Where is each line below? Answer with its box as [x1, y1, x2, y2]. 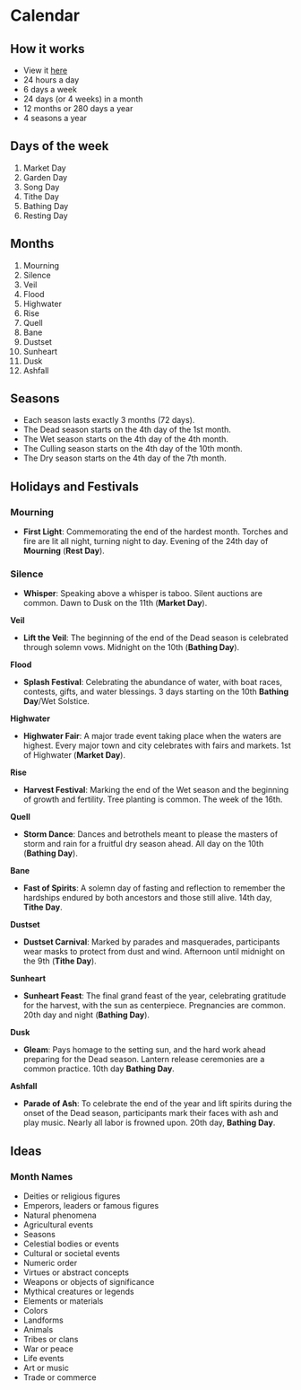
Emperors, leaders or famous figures [22, 1201, 159, 1211]
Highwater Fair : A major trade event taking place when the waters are [22, 731, 282, 742]
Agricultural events [22, 1219, 93, 1230]
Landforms [22, 1315, 64, 1325]
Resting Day [22, 210, 68, 221]
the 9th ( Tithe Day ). [22, 955, 97, 966]
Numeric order [22, 1258, 78, 1269]
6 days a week [22, 84, 77, 94]
